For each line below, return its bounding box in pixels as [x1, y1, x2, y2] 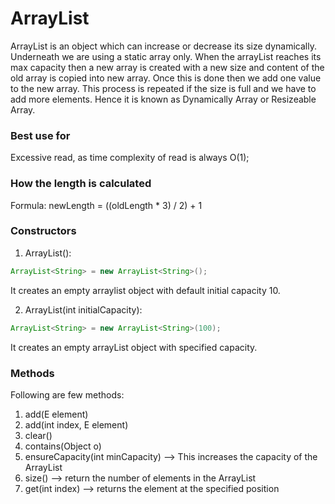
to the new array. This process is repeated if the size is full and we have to [10, 82, 317, 94]
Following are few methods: [10, 388, 125, 401]
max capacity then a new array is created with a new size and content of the [10, 61, 325, 73]
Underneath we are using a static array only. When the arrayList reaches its [10, 50, 322, 62]
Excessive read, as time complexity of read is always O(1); [10, 152, 250, 164]
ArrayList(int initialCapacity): [24, 303, 143, 316]
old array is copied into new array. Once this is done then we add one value [10, 72, 322, 84]
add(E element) [24, 408, 89, 420]
